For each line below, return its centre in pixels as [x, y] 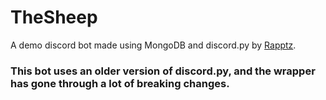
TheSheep [54, 17]
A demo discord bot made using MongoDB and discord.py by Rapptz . [153, 45]
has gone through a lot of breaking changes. [120, 83]
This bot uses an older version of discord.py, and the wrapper [163, 71]
